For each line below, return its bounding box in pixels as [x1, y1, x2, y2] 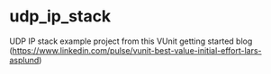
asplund [9, 54, 40, 65]
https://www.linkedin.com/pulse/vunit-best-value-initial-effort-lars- [12, 45, 263, 55]
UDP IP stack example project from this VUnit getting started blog [9, 36, 253, 46]
